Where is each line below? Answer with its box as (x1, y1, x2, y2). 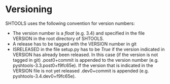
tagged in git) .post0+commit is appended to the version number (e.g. (12, 57, 159, 63)
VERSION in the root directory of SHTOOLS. (12, 35, 104, 41)
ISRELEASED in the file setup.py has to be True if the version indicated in (12, 46, 165, 52)
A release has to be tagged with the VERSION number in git (12, 40, 137, 47)
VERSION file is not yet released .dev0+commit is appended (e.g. (12, 67, 149, 74)
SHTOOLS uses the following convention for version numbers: (5, 20, 135, 26)
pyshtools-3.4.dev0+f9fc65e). (12, 73, 76, 79)
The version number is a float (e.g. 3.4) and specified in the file (12, 30, 145, 36)
